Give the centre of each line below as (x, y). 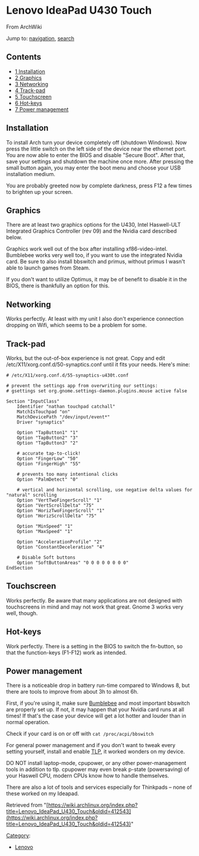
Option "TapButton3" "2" (48, 443)
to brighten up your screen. (40, 192)
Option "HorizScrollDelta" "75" (57, 516)
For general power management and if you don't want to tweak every (91, 745)
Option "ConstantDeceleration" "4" (61, 547)
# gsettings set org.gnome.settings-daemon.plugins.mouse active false (97, 391)
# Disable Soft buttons (46, 557)
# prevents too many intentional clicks (67, 474)
